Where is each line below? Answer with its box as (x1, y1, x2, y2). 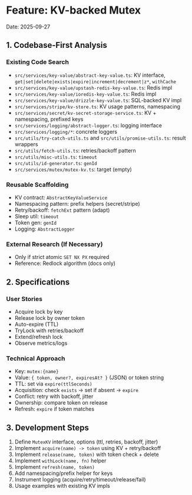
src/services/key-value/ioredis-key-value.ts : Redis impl (14, 90, 157, 98)
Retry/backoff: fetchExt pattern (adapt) (14, 206, 110, 213)
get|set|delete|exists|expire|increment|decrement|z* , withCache (14, 77, 177, 85)
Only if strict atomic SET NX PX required (14, 254, 110, 261)
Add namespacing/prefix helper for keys (14, 470, 113, 477)
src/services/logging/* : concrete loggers (14, 128, 118, 135)
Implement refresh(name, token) (14, 464, 95, 471)
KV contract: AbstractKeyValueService (14, 193, 108, 201)
